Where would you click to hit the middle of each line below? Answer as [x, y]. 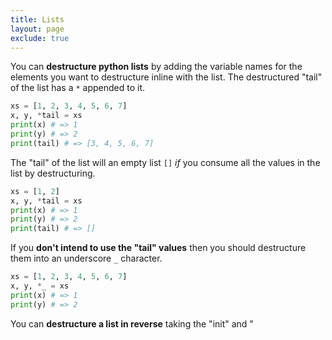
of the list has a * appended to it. [78, 88]
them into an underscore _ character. [86, 258]
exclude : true [40, 38]
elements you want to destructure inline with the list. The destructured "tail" [166, 77]
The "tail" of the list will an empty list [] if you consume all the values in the [165, 162]
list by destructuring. [53, 173]
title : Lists [37, 19]
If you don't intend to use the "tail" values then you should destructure [158, 248]
